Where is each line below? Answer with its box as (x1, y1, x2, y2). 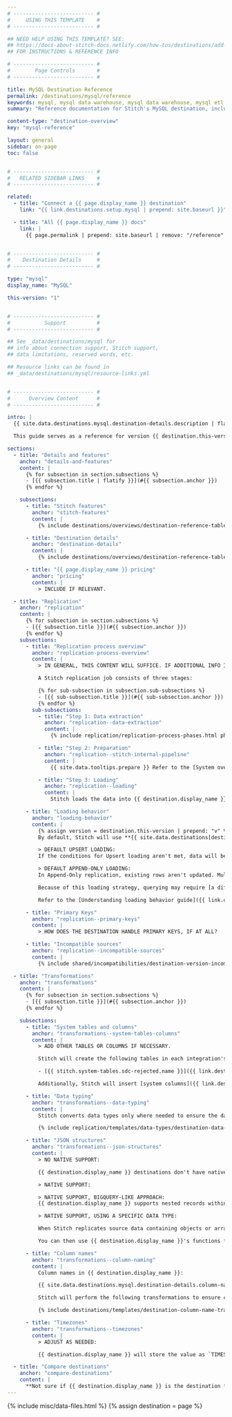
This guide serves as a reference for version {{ (13, 433, 159, 440)
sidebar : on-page (7, 143, 57, 150)
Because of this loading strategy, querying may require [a (37, 884, 215, 891)
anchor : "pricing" (32, 572, 85, 579)
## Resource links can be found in (7, 364, 110, 370)
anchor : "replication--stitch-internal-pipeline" (43, 751, 190, 758)
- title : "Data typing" (25, 1093, 95, 1100)
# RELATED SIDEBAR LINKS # (7, 174, 100, 182)
